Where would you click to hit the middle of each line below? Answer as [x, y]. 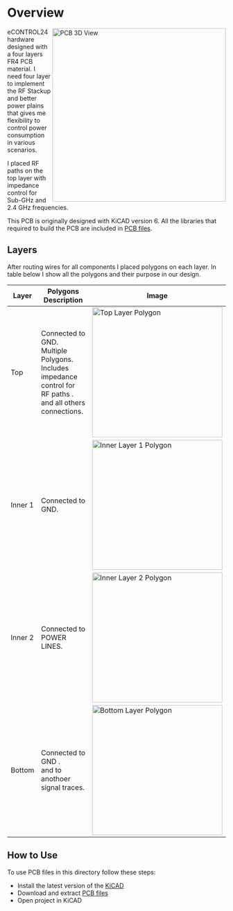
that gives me [27, 113]
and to [51, 770]
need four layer [29, 76]
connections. [62, 411]
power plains [26, 105]
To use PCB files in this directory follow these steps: [81, 872]
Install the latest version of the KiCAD [70, 885]
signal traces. [63, 787]
